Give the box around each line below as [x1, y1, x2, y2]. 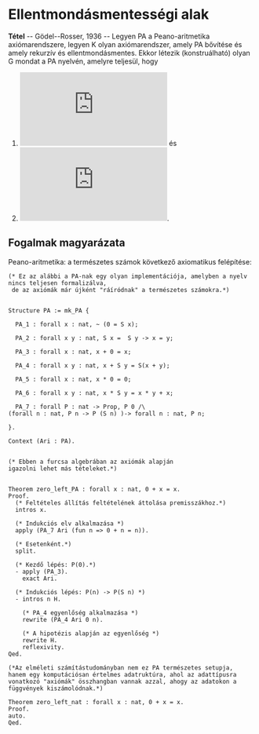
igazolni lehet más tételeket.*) [8, 465, 118, 473]
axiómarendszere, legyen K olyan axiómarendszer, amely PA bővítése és [8, 39, 243, 49]
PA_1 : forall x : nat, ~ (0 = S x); [15, 320, 139, 328]
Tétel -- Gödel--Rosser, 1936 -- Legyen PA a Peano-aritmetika [8, 31, 210, 41]
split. [15, 547, 37, 555]
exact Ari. [22, 575, 58, 582]
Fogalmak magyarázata [8, 236, 126, 250]
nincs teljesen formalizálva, [8, 279, 108, 287]
